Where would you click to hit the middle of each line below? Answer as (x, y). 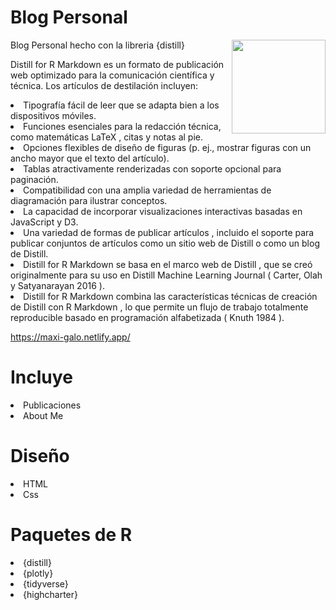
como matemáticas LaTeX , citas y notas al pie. (107, 137)
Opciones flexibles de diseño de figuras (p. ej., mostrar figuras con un (167, 147)
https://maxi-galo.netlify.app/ (70, 337)
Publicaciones (52, 405)
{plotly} (38, 573)
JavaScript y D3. (44, 222)
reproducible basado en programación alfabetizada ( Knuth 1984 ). (147, 317)
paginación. (34, 179)
